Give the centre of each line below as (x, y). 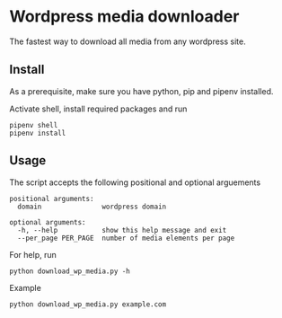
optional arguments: (48, 222)
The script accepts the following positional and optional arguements (135, 182)
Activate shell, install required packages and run (98, 109)
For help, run (33, 254)
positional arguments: (52, 199)
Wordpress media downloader (124, 17)
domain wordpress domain (92, 207)
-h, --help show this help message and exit (122, 230)
